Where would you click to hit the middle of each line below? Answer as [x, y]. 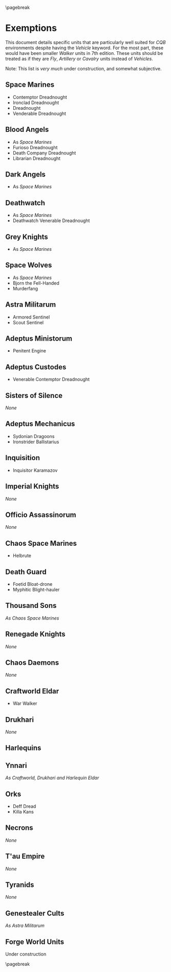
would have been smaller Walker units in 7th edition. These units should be [84, 53]
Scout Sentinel [28, 322]
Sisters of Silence [34, 395]
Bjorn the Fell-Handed [36, 283]
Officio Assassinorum [41, 515]
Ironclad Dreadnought [36, 103]
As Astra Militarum [25, 926]
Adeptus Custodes [36, 367]
